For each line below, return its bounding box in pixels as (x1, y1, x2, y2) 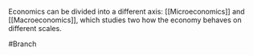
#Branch (8, 39, 37, 49)
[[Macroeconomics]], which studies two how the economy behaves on (8, 15, 243, 25)
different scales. (8, 24, 62, 33)
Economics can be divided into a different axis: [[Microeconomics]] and (8, 7, 245, 16)
